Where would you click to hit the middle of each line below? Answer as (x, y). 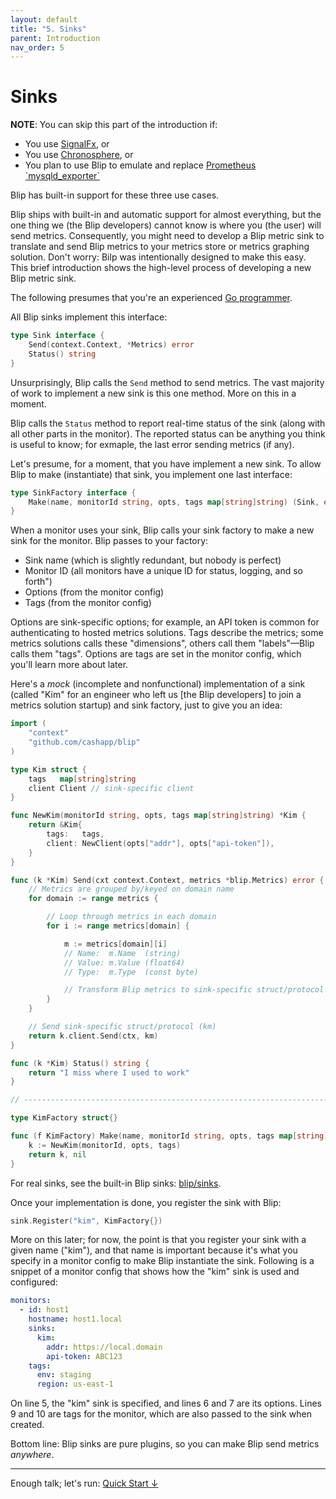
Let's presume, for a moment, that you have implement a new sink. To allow (166, 463)
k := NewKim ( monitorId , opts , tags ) (105, 1145)
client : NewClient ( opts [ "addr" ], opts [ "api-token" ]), (160, 843)
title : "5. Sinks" (48, 29)
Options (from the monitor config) (94, 592)
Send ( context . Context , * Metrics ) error (111, 345)
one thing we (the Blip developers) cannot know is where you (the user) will (166, 225)
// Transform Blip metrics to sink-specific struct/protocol (194, 990)
